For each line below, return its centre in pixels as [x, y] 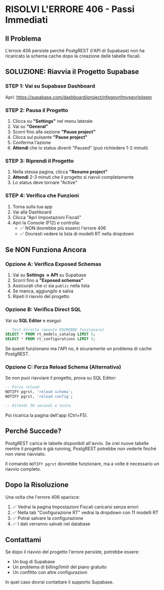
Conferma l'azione [32, 142]
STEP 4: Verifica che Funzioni [42, 196]
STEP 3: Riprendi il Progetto [39, 161]
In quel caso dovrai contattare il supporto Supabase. [60, 582]
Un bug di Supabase [34, 562]
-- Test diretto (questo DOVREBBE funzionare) [55, 330]
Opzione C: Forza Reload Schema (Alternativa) [63, 367]
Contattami [23, 540]
